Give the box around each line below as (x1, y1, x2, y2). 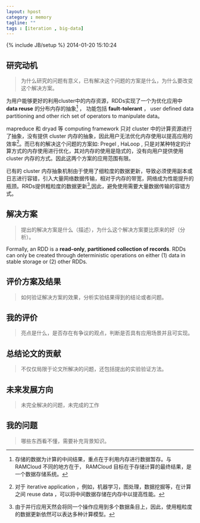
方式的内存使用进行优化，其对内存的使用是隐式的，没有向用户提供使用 (11, 147, 183, 155)
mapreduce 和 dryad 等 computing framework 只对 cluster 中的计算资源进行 (6, 125, 192, 132)
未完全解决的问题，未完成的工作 (20, 402, 99, 409)
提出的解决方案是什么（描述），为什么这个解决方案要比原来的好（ (20, 226, 180, 233)
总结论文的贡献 (6, 348, 61, 358)
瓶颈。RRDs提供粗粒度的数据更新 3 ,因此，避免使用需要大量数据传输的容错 (6, 182, 186, 190)
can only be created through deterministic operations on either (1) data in (6, 251, 186, 259)
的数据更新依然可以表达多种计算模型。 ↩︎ (14, 511, 115, 518)
